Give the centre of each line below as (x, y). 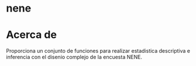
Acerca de (32, 35)
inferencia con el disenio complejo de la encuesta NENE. (74, 57)
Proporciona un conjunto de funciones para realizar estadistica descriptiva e (98, 51)
